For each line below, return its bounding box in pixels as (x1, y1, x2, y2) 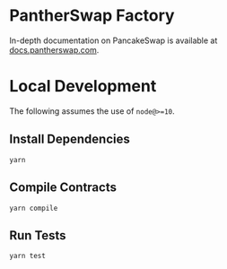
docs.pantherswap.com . (9, 44, 100, 55)
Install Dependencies (9, 132, 130, 147)
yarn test (9, 252, 47, 261)
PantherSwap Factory (9, 5, 175, 26)
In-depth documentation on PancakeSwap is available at (9, 35, 218, 46)
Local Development (9, 76, 157, 97)
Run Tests (9, 228, 66, 243)
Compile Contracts (9, 180, 117, 195)
